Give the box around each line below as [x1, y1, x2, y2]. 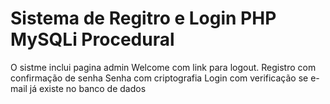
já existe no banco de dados [29, 82, 147, 94]
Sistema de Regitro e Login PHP [10, 7, 277, 30]
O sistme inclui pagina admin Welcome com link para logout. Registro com [10, 61, 317, 73]
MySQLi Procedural [10, 28, 175, 51]
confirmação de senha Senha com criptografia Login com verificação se [10, 72, 309, 84]
